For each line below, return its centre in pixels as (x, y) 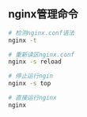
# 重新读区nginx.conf (42, 55)
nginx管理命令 (43, 14)
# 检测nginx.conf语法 (42, 33)
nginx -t (23, 40)
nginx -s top (30, 84)
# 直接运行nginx (32, 98)
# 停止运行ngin (31, 76)
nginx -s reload (35, 62)
